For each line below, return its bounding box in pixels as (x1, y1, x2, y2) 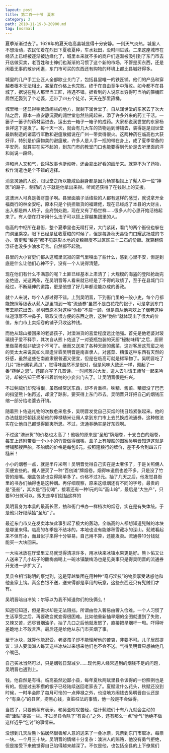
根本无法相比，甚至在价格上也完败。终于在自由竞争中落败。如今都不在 (14, 83, 159, 89)
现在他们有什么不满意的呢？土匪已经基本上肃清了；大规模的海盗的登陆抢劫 (5, 271, 159, 277)
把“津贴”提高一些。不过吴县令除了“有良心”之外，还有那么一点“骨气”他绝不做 (5, 713, 162, 719)
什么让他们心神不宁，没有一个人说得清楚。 (14, 260, 102, 266)
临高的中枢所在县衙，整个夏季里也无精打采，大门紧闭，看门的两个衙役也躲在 (5, 225, 164, 231)
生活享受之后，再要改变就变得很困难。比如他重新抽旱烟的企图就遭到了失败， (5, 613, 164, 620)
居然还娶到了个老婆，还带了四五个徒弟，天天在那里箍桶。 (5, 95, 124, 101)
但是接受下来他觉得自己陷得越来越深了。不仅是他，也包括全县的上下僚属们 (5, 742, 159, 748)
